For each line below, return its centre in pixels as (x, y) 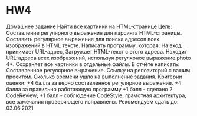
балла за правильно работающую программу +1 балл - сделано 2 (89, 89)
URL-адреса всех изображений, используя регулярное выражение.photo (98, 58)
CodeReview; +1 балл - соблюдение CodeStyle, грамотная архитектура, (96, 95)
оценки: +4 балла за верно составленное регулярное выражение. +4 (94, 82)
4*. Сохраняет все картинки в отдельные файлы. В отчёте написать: (93, 64)
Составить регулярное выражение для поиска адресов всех (83, 39)
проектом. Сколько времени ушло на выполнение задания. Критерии (94, 77)
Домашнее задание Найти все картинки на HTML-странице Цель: (89, 26)
